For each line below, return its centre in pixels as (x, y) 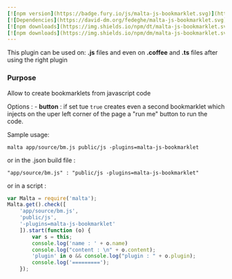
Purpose (22, 78)
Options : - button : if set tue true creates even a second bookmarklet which (116, 106)
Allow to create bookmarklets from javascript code (79, 93)
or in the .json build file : (41, 160)
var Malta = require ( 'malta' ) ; (52, 198)
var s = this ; (52, 237)
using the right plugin (37, 60)
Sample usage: (28, 134)
